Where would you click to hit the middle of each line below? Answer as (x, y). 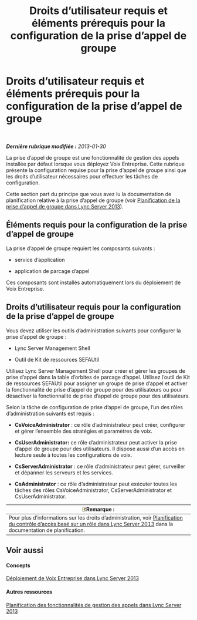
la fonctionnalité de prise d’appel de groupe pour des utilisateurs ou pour (94, 389)
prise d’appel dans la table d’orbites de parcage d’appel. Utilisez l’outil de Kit (98, 377)
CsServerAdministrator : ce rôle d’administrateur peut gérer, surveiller (100, 466)
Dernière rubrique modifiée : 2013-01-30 (56, 146)
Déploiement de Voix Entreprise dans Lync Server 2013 (73, 578)
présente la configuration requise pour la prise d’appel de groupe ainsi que (96, 170)
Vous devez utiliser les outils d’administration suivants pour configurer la (94, 331)
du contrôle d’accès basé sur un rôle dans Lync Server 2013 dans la (91, 524)
